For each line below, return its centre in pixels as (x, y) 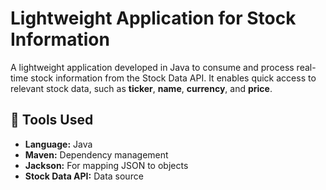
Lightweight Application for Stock (153, 18)
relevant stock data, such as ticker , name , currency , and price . (141, 88)
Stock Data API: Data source (84, 176)
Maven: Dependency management (96, 154)
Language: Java (58, 144)
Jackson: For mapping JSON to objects (106, 165)
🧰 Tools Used (52, 120)
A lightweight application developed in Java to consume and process (152, 67)
